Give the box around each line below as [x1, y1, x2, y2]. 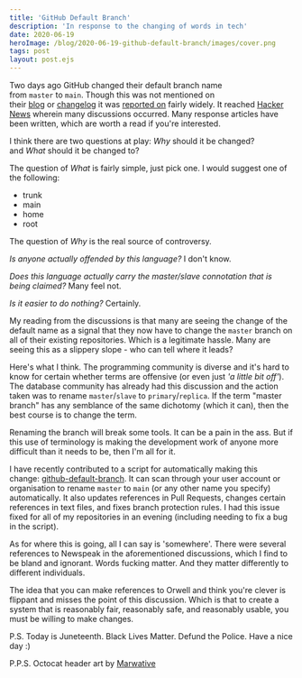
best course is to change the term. [9, 409, 138, 420]
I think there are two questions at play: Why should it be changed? [9, 136, 255, 146]
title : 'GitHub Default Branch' [9, 13, 131, 23]
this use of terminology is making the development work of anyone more [9, 436, 279, 447]
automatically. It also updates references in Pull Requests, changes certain [9, 492, 286, 503]
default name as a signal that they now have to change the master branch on [9, 325, 293, 335]
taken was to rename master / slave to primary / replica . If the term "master [9, 390, 282, 401]
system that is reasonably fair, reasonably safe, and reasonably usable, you [9, 604, 289, 614]
